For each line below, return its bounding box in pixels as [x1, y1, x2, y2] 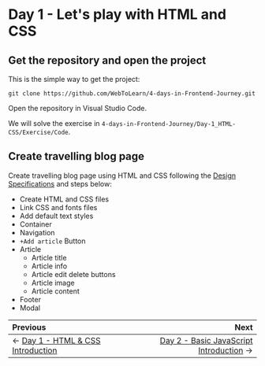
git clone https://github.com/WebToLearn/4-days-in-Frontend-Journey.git [8, 90, 256, 98]
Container [19, 219, 53, 229]
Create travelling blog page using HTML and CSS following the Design [8, 171, 237, 180]
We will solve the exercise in [8, 119, 100, 128]
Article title [31, 253, 67, 262]
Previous [12, 321, 47, 332]
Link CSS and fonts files [19, 202, 98, 212]
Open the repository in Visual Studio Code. [8, 104, 147, 113]
